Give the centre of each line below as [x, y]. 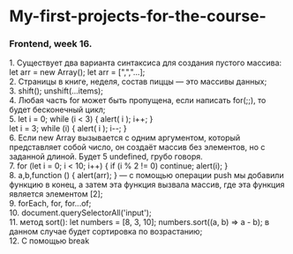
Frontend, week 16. [51, 44]
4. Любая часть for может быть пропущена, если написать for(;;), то [138, 101]
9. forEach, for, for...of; [50, 204]
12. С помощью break [49, 241]
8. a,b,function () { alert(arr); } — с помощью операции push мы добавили [146, 176]
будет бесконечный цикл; [57, 110]
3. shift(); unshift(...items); [56, 91]
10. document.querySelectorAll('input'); [80, 213]
